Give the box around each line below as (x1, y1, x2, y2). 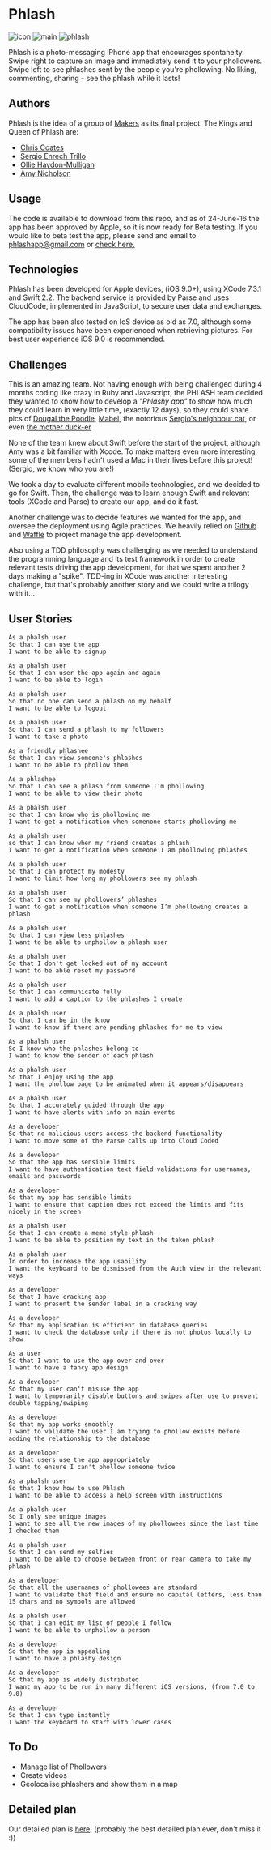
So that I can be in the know (8, 1016, 111, 1024)
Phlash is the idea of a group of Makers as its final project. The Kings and (8, 118, 252, 128)
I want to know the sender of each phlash (8, 1052, 154, 1060)
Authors (8, 96, 51, 110)
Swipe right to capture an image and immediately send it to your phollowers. (8, 56, 263, 66)
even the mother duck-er (8, 422, 91, 432)
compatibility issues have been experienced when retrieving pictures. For (8, 326, 253, 335)
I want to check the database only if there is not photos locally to (8, 1328, 252, 1336)
